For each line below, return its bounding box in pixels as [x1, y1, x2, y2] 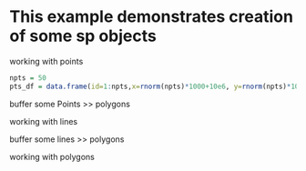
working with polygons [9, 151, 96, 162]
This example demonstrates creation [9, 6, 294, 27]
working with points [9, 55, 84, 66]
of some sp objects [9, 25, 157, 46]
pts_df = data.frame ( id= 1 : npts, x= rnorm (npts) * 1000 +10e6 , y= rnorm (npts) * [9, 82, 291, 91]
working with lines [9, 116, 78, 126]
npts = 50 [9, 73, 47, 83]
